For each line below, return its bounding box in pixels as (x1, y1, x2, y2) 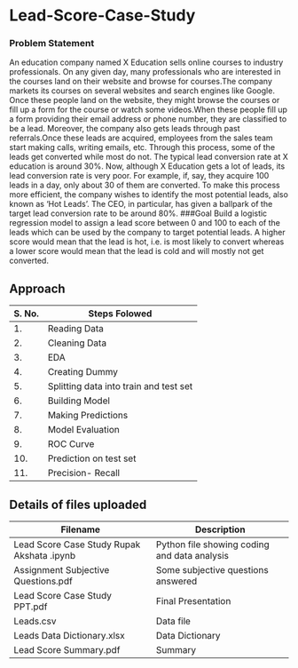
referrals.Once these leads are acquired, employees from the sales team (9, 132, 273, 143)
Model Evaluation (47, 424, 120, 436)
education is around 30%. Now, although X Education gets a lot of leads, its (9, 161, 286, 171)
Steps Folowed (88, 307, 153, 320)
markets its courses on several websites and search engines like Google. (9, 85, 275, 96)
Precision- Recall (47, 467, 121, 480)
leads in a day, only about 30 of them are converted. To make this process (9, 179, 281, 191)
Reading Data (47, 322, 104, 335)
